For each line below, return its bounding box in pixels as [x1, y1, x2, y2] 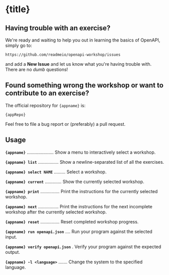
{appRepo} [5, 112, 26, 117]
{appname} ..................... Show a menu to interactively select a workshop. [5, 149, 156, 155]
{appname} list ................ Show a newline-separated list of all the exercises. [5, 159, 164, 165]
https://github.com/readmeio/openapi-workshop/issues [5, 52, 121, 57]
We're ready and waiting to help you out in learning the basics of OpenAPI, [5, 37, 160, 43]
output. [5, 249, 20, 255]
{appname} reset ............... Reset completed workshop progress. [5, 218, 139, 224]
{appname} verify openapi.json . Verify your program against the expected [5, 244, 161, 250]
